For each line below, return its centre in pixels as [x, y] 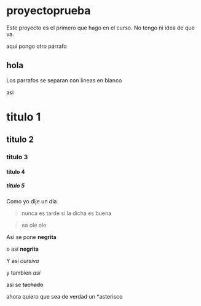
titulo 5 [16, 186]
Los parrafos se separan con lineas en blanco [64, 80]
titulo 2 [20, 140]
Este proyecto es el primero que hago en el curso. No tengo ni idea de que [100, 28]
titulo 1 [24, 117]
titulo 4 [16, 171]
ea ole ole [34, 225]
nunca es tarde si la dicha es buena [66, 213]
